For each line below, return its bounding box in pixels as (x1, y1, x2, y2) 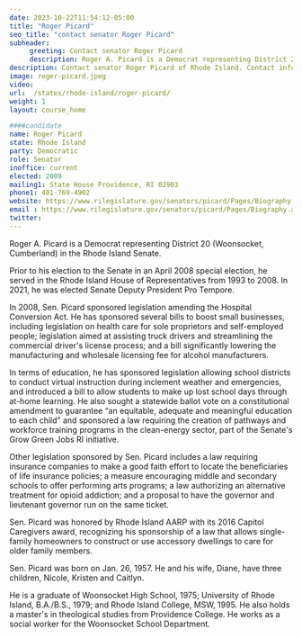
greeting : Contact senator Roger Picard (29, 47, 182, 56)
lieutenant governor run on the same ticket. (9, 499, 169, 509)
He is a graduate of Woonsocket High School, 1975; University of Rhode (9, 589, 276, 600)
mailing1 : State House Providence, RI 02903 (9, 180, 179, 189)
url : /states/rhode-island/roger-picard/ (9, 88, 171, 97)
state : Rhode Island (9, 139, 87, 148)
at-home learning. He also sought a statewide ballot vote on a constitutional (9, 395, 289, 406)
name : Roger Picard (9, 130, 83, 139)
